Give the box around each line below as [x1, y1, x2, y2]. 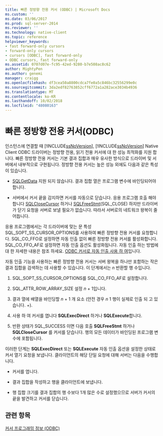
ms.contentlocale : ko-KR [5, 94, 56, 99]
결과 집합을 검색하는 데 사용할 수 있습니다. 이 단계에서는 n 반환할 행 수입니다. [5, 264, 151, 270]
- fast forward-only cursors [5, 44, 65, 49]
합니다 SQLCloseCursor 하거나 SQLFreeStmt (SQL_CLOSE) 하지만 [12, 201, 141, 206]
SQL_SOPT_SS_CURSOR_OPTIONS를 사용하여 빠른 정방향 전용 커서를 [5, 230, 141, 235]
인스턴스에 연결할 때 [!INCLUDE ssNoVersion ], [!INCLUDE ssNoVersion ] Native [5, 143, 159, 149]
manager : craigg [5, 76, 38, 81]
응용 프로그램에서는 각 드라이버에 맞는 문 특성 [5, 223, 92, 229]
